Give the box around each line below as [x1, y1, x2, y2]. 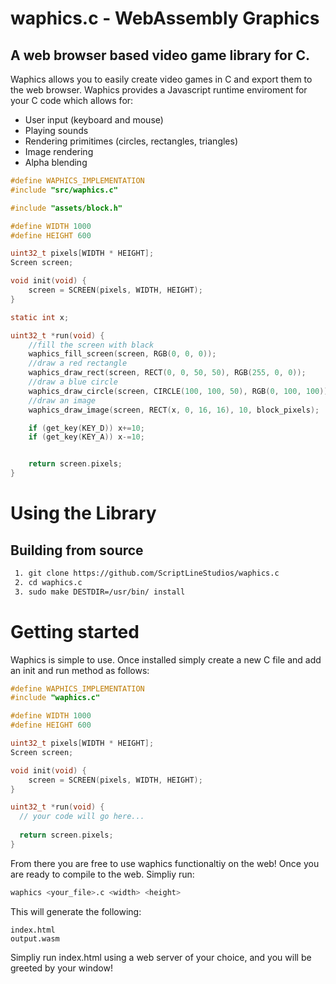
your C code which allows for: [10, 95, 134, 106]
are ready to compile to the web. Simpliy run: [10, 868, 195, 880]
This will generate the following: [10, 905, 142, 917]
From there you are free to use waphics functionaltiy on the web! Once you [10, 857, 320, 869]
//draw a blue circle [28, 377, 118, 387]
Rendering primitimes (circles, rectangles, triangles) [24, 135, 239, 147]
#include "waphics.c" [10, 693, 101, 703]
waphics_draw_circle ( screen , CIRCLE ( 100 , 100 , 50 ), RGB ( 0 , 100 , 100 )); [28, 386, 333, 396]
